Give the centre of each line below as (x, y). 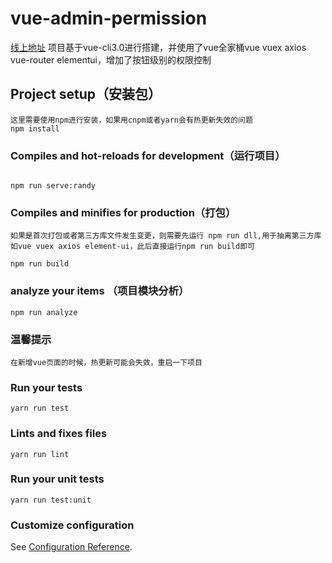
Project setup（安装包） (86, 94)
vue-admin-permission (109, 18)
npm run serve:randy (53, 186)
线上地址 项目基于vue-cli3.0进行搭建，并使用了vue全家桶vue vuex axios (158, 47)
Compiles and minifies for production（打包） (123, 212)
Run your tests (46, 387)
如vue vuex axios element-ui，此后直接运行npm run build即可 (132, 247)
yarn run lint (40, 454)
